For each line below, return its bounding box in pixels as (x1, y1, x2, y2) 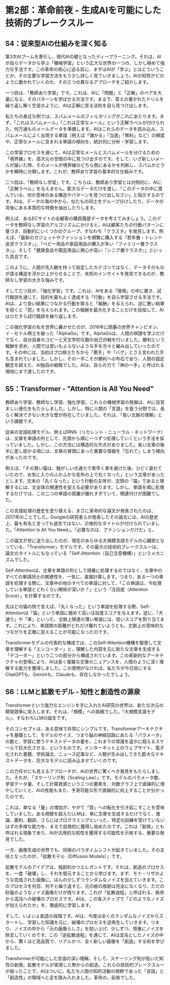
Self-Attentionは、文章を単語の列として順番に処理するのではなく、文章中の (5, 567, 163, 573)
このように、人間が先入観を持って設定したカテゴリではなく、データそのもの (5, 265, 164, 270)
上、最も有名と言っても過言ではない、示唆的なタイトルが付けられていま (5, 520, 156, 526)
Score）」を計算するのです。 (5, 593, 64, 599)
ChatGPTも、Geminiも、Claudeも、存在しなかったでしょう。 (5, 671, 133, 677)
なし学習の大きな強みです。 (9, 277, 67, 283)
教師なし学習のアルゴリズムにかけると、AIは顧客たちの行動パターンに (18, 222, 164, 227)
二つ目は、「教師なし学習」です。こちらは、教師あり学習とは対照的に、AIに (5, 179, 162, 185)
